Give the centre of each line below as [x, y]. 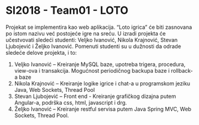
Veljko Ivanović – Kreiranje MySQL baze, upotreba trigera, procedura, [100, 64]
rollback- [182, 70]
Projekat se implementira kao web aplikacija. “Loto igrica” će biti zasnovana [99, 27]
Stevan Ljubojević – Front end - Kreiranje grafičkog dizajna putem [95, 96]
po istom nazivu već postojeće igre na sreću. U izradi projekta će [86, 33]
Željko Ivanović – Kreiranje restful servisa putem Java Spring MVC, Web [103, 109]
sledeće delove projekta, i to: [41, 52]
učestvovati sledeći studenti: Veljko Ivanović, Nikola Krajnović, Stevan [92, 40]
